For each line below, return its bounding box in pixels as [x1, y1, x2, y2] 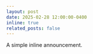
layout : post [6, 8, 39, 15]
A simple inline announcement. [6, 42, 83, 49]
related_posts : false [6, 25, 61, 31]
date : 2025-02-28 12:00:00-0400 [6, 14, 87, 20]
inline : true [6, 20, 39, 26]
